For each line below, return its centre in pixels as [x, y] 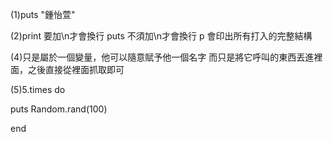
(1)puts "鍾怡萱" [43, 14]
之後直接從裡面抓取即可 [76, 69]
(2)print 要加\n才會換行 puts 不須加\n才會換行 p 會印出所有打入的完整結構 [161, 36]
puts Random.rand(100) [59, 109]
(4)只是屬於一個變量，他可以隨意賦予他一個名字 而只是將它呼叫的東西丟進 [162, 57]
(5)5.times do [38, 89]
